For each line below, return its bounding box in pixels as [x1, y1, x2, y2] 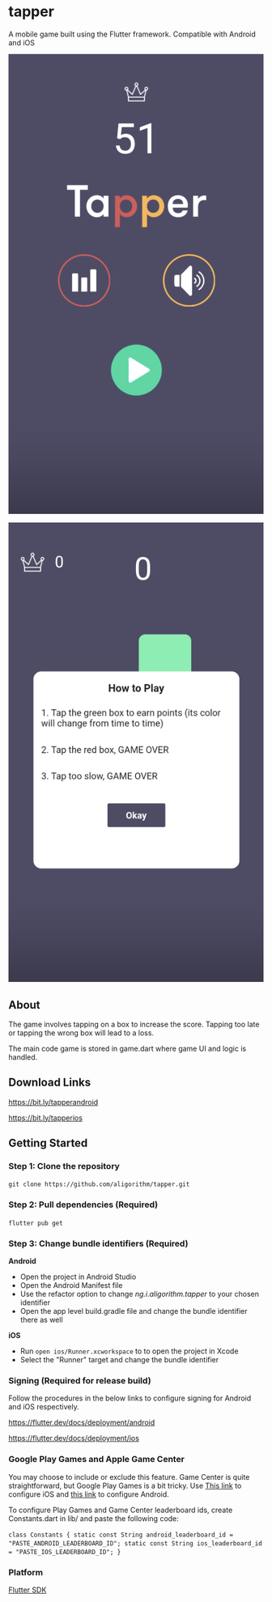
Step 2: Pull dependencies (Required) [8, 1199, 159, 1210]
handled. [8, 1052, 38, 1062]
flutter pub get [8, 1219, 63, 1227]
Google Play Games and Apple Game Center [8, 1454, 185, 1465]
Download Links [8, 1076, 91, 1090]
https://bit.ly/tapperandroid [8, 1097, 99, 1107]
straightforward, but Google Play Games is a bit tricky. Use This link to [8, 1481, 242, 1490]
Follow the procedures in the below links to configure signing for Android [8, 1393, 252, 1403]
